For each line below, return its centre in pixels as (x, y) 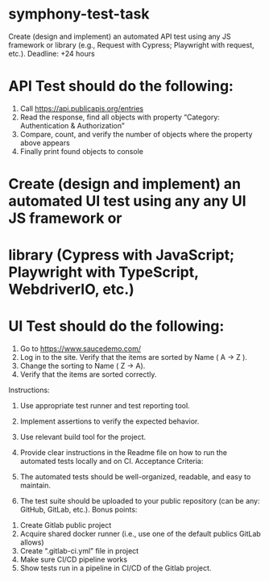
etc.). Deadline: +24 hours (52, 53)
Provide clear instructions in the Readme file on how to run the (124, 453)
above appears (45, 143)
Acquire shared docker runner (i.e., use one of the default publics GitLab (141, 534)
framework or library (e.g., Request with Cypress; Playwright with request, (132, 44)
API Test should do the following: (121, 86)
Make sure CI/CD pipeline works (73, 560)
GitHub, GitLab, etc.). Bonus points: (79, 510)
